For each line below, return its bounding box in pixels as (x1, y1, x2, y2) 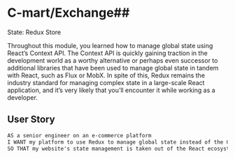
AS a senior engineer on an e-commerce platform (7, 132, 152, 139)
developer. (7, 93, 38, 102)
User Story (7, 114, 55, 126)
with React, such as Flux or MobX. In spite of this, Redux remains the (7, 71, 205, 79)
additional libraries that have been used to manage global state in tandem (7, 63, 219, 72)
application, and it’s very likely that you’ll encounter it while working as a (7, 86, 215, 94)
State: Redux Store (7, 28, 62, 36)
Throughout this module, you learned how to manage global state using (7, 41, 213, 50)
